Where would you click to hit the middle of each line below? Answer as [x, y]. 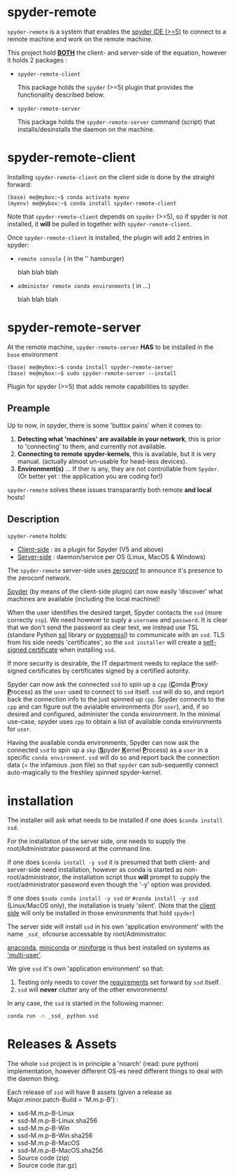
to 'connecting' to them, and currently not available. [92, 446]
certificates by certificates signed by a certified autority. [109, 671]
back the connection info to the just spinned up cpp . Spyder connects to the [116, 699]
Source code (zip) [43, 1158]
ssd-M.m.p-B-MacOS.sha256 [60, 1151]
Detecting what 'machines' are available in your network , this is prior [119, 439]
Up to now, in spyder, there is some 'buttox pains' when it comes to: [105, 425]
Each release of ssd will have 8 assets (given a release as [90, 1092]
